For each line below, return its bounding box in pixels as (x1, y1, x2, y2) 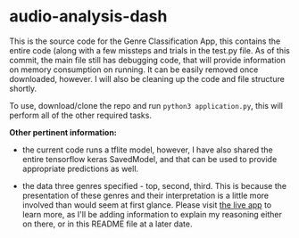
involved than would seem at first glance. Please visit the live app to (21, 199, 272, 210)
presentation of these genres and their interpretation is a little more (21, 190, 270, 201)
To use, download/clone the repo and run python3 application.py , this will (9, 100, 284, 111)
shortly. (9, 83, 37, 94)
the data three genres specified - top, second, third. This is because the (21, 180, 287, 191)
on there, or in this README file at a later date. (21, 218, 193, 229)
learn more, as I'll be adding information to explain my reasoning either (21, 209, 283, 219)
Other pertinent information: (9, 127, 118, 137)
